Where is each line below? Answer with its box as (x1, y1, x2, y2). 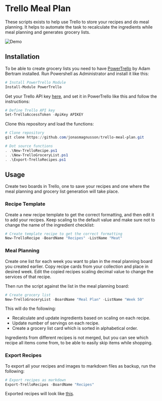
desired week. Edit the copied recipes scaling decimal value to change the (5, 268, 154, 274)
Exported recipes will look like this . (5, 391, 74, 397)
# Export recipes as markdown (5, 377, 66, 383)
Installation (5, 53, 40, 61)
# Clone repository (5, 130, 45, 136)
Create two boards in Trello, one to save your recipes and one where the (5, 184, 150, 189)
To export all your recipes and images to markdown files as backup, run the (5, 363, 156, 369)
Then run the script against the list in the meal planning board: (5, 283, 130, 289)
